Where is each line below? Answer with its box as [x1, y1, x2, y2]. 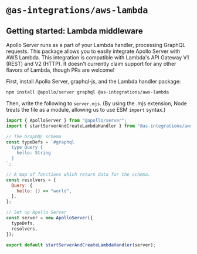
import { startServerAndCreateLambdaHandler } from [6, 123, 135, 129]
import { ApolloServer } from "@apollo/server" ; [6, 117, 127, 123]
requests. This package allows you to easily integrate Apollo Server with [6, 48, 181, 55]
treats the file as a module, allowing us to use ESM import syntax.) [6, 106, 166, 113]
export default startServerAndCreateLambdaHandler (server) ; [6, 242, 157, 248]
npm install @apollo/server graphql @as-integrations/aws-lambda [6, 89, 169, 95]
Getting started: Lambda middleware [6, 26, 144, 36]
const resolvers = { [6, 177, 57, 183]
